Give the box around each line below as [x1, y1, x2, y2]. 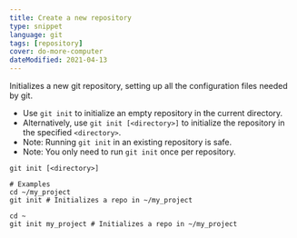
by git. [9, 90, 34, 101]
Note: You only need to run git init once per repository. [22, 146, 236, 157]
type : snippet [9, 22, 64, 31]
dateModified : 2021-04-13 [9, 55, 107, 64]
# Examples [9, 180, 51, 189]
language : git [9, 30, 64, 39]
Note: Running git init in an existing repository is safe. [22, 137, 233, 147]
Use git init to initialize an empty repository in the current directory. [22, 108, 283, 118]
